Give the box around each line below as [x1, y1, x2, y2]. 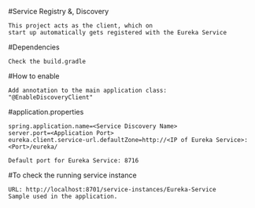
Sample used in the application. [8, 192, 118, 200]
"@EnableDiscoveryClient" [8, 93, 93, 101]
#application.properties [8, 108, 84, 116]
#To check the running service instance [8, 170, 137, 180]
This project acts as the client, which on [8, 22, 153, 30]
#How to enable [8, 71, 61, 81]
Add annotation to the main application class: [8, 86, 168, 94]
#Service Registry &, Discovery [8, 7, 109, 16]
